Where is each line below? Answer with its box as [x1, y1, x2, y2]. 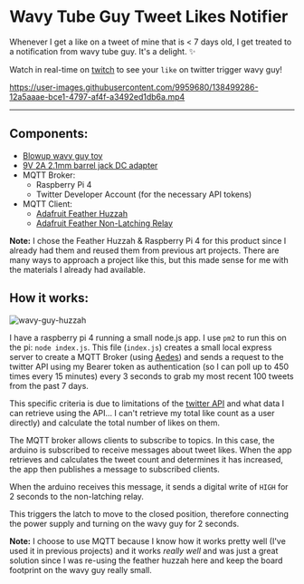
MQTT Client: [22, 198, 72, 209]
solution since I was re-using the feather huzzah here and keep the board [9, 555, 283, 566]
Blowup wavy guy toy [22, 150, 103, 161]
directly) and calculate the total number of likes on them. [9, 417, 220, 428]
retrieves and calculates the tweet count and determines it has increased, [9, 453, 283, 464]
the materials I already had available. [9, 264, 147, 275]
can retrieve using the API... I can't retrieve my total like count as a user [9, 407, 275, 418]
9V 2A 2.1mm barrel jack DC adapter [22, 160, 158, 170]
